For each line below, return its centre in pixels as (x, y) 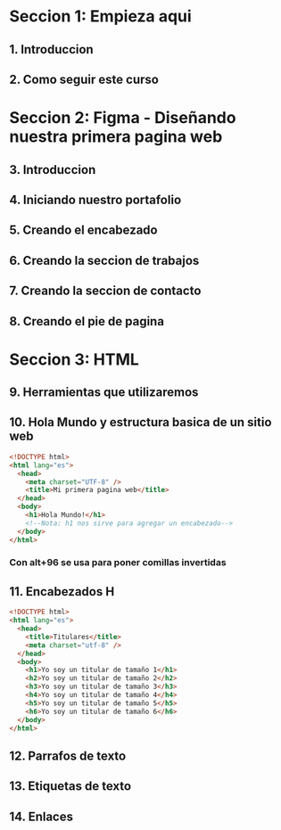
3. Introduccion (53, 170)
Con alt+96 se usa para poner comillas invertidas (118, 563)
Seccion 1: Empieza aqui (100, 16)
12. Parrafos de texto (68, 756)
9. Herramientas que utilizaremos (104, 393)
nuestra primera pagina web (116, 137)
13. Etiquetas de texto (70, 786)
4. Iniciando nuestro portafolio (95, 199)
